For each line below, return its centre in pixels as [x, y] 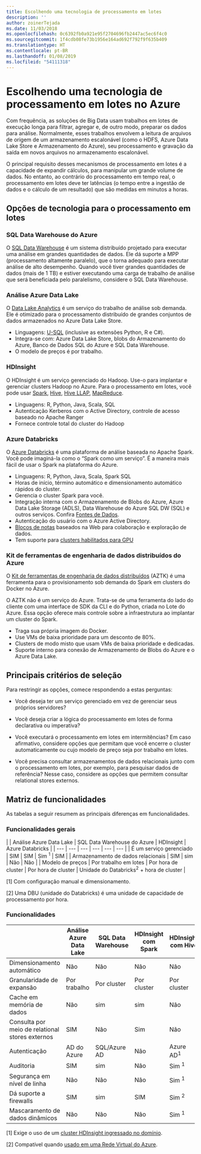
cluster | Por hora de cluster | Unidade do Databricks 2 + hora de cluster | [96, 869]
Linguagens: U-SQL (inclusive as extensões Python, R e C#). [89, 332]
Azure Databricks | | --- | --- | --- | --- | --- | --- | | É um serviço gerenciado [100, 849]
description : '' [26, 17]
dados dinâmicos [33, 1118]
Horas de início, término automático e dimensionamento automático [98, 483]
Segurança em [30, 1076]
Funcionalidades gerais [41, 829]
